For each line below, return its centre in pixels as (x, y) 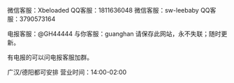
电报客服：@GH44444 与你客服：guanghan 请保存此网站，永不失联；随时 (114, 34)
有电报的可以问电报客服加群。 (50, 57)
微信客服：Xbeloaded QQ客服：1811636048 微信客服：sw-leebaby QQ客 (112, 10)
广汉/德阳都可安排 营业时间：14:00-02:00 (67, 72)
